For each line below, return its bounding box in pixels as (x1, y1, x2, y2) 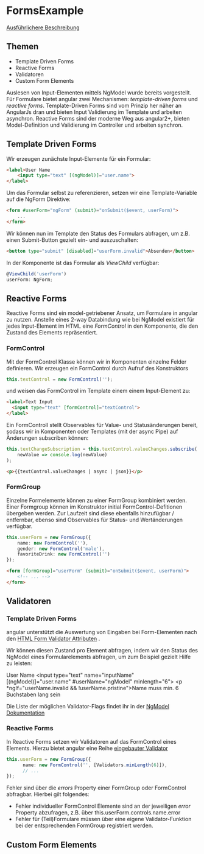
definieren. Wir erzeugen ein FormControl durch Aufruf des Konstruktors (6, 364, 189, 372)
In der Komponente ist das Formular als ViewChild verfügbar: (6, 259, 160, 266)
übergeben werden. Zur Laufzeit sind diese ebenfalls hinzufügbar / (6, 509, 175, 517)
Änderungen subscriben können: (6, 434, 89, 442)
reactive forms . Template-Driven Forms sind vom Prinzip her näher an (6, 102, 181, 109)
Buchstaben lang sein (6, 691, 61, 698)
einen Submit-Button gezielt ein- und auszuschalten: (6, 236, 139, 244)
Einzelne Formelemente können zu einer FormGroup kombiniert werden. (6, 496, 187, 504)
